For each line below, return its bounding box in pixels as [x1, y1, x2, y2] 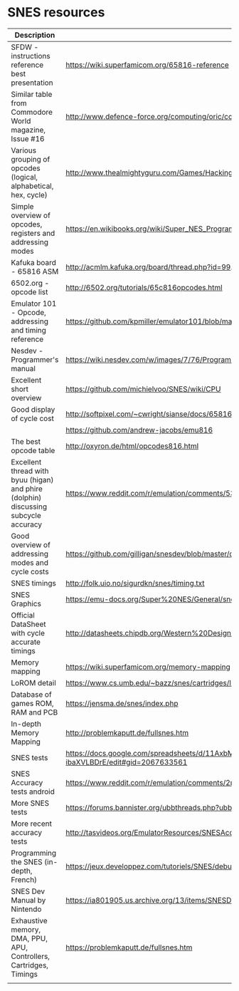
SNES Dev [11, 886, 46, 896]
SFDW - [11, 42, 39, 52]
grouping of [11, 154, 51, 164]
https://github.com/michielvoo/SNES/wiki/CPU [65, 384, 221, 394]
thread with [11, 466, 49, 476]
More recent [11, 819, 52, 829]
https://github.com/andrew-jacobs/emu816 [65, 425, 213, 435]
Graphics [11, 598, 41, 608]
